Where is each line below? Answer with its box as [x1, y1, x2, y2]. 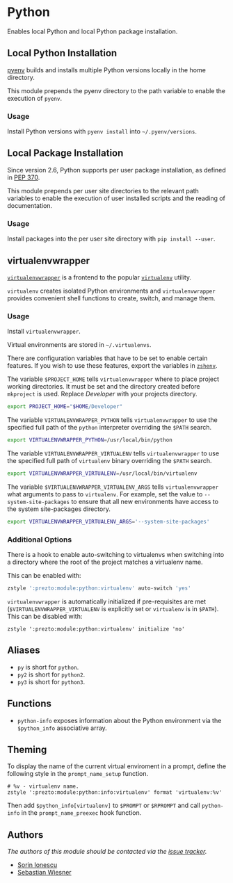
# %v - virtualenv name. [7, 783, 79, 790]
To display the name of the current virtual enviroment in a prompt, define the [7, 762, 227, 770]
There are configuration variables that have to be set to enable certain [7, 354, 208, 362]
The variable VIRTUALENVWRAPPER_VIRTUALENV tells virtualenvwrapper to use [7, 449, 220, 457]
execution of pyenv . [7, 94, 63, 102]
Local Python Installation [7, 47, 118, 59]
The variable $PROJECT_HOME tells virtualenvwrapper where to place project [7, 375, 220, 383]
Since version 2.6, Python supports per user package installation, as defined [7, 165, 226, 174]
